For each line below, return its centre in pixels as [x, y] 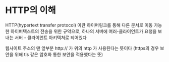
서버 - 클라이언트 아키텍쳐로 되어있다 [50, 37]
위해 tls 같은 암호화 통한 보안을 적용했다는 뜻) [59, 54]
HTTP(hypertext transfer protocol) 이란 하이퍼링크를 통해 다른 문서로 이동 [79, 25]
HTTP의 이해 [31, 10]
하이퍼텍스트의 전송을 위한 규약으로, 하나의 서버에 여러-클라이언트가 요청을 [83, 31]
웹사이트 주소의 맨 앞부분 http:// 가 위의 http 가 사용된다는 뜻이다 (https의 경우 [82, 48]
